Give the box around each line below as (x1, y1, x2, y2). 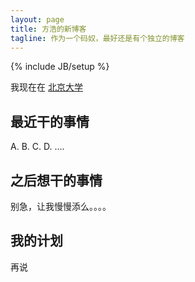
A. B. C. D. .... (10, 141, 65, 153)
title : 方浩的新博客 (10, 24, 87, 34)
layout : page (10, 14, 65, 25)
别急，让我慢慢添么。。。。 (10, 201, 112, 212)
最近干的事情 (10, 113, 90, 130)
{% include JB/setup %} (10, 61, 110, 73)
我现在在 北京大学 (10, 81, 83, 93)
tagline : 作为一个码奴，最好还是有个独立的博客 (10, 33, 185, 43)
